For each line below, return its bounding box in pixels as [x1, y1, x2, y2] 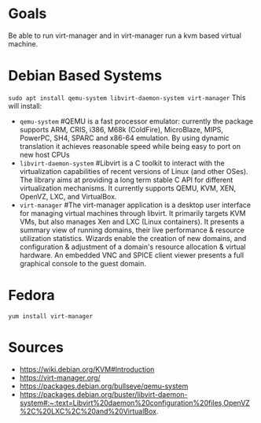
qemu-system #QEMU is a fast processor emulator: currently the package [19, 116, 254, 126]
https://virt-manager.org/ [19, 373, 101, 382]
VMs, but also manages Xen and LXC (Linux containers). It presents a [19, 217, 245, 226]
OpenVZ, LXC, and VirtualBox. [19, 191, 117, 201]
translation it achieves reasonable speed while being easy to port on [19, 141, 241, 150]
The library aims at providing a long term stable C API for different [19, 175, 233, 184]
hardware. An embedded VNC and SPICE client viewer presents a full [19, 250, 244, 260]
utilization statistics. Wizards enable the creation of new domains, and [19, 233, 247, 243]
